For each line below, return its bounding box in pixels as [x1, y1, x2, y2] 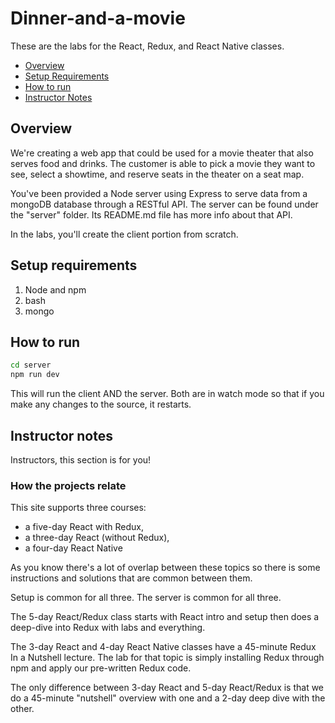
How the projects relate [10, 478, 127, 492]
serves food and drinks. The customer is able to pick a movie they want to [10, 157, 316, 169]
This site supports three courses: [10, 502, 147, 514]
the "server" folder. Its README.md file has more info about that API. [10, 208, 293, 221]
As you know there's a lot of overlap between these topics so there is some [10, 562, 321, 574]
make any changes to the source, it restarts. [10, 398, 192, 411]
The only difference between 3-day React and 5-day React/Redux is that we [10, 682, 325, 694]
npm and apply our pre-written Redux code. [10, 662, 192, 674]
